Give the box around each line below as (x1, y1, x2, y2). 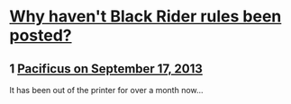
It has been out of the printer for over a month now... (9, 85, 205, 95)
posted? (9, 25, 72, 46)
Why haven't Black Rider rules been (9, 6, 282, 27)
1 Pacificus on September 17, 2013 (9, 61, 203, 76)
